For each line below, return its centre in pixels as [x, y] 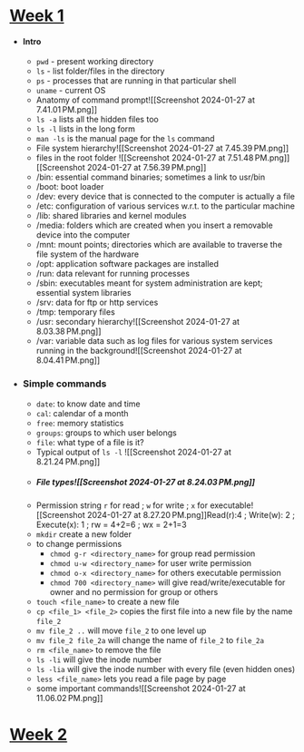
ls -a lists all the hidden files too [97, 120]
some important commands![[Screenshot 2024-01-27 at [141, 688]
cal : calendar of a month [82, 413]
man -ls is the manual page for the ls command [125, 139]
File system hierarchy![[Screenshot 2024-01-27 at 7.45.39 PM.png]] [162, 148]
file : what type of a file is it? [90, 442]
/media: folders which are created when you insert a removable [155, 225]
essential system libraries [83, 293]
